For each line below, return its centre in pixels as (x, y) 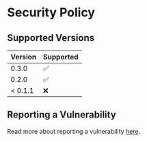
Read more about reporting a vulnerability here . (74, 131)
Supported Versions (51, 38)
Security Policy (51, 13)
